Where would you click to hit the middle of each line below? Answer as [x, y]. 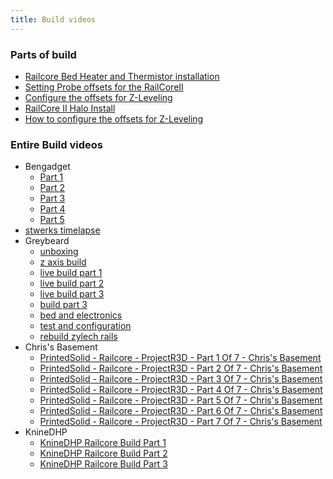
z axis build [63, 262]
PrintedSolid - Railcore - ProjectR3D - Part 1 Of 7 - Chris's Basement [180, 358]
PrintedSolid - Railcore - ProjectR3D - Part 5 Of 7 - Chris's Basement [181, 400]
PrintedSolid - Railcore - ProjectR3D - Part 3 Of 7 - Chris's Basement [181, 379]
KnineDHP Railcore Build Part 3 [103, 464]
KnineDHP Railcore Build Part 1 [103, 443]
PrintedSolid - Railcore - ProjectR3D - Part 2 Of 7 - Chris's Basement [181, 368]
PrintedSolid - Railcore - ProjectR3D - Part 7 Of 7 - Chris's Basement [181, 422]
